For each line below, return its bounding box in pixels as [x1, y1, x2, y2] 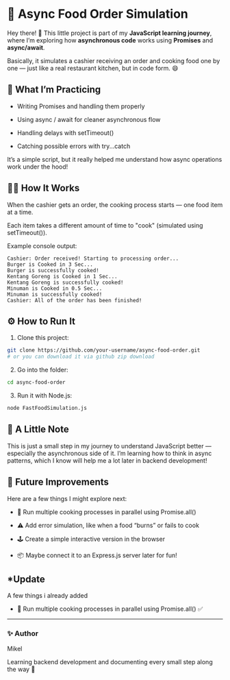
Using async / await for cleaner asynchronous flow [16, 115, 161, 123]
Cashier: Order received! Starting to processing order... [7, 255, 179, 262]
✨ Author [7, 629, 39, 638]
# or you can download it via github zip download [7, 353, 155, 361]
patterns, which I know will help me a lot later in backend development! [7, 456, 207, 465]
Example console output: [7, 241, 77, 250]
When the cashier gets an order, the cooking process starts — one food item [7, 200, 223, 208]
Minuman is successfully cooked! [7, 291, 103, 297]
